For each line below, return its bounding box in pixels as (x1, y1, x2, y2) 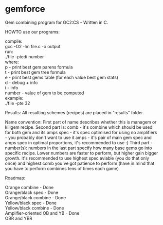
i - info (5, 85, 18, 90)
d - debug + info (5, 79, 38, 86)
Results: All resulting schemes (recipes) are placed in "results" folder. (5, 109, 145, 115)
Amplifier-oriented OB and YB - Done (5, 210, 80, 216)
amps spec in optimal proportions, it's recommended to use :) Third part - (5, 139, 153, 145)
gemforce (5, 3, 45, 15)
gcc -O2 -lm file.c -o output (5, 43, 61, 49)
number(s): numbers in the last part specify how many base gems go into (5, 145, 152, 151)
